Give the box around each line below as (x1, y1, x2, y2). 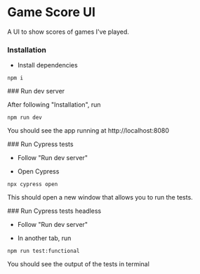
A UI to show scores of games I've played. (7, 27, 130, 36)
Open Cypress (17, 167, 60, 176)
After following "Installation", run (7, 100, 101, 109)
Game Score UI (7, 4, 96, 20)
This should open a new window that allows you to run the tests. (7, 193, 193, 202)
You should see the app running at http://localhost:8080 (7, 126, 170, 135)
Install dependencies (17, 61, 79, 70)
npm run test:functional (7, 247, 80, 255)
